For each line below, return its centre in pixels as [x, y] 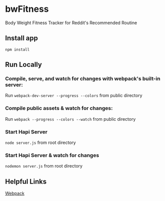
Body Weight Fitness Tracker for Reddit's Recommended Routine [71, 23]
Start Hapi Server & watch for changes [52, 155]
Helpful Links [26, 182]
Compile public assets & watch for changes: [59, 108]
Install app [21, 38]
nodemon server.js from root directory [44, 166]
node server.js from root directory [41, 143]
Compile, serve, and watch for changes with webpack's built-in [83, 79]
